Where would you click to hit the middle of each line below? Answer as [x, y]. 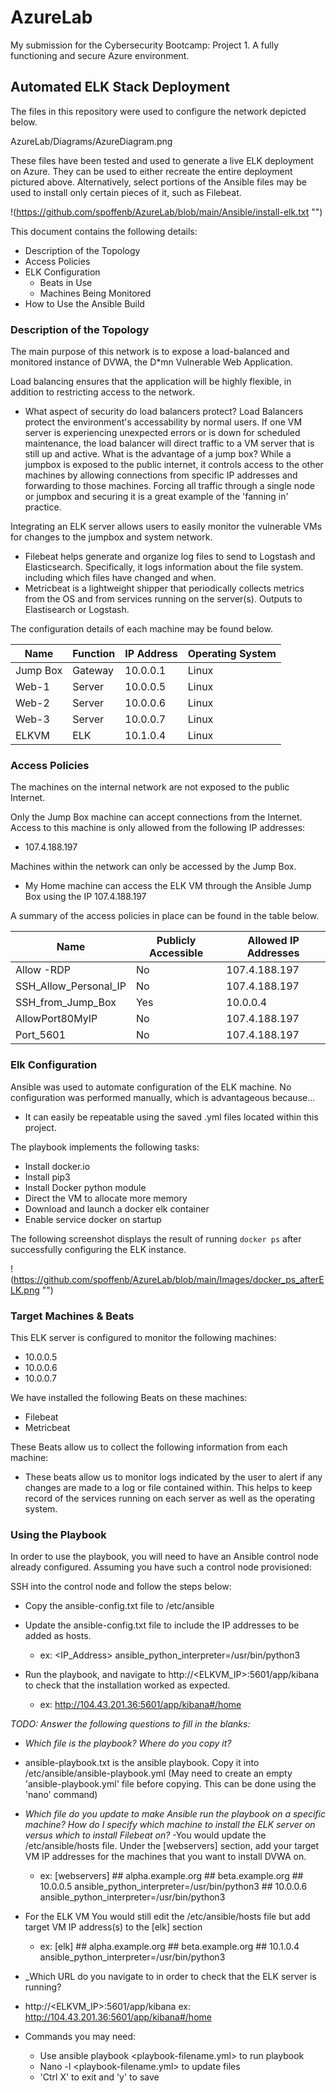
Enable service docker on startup [93, 1219]
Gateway [93, 671]
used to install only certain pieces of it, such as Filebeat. [126, 192]
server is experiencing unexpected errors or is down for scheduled [162, 433]
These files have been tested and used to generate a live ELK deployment [162, 160]
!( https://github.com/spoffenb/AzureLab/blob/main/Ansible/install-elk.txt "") [166, 212]
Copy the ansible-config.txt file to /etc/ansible [119, 1606]
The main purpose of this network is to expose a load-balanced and [150, 352]
